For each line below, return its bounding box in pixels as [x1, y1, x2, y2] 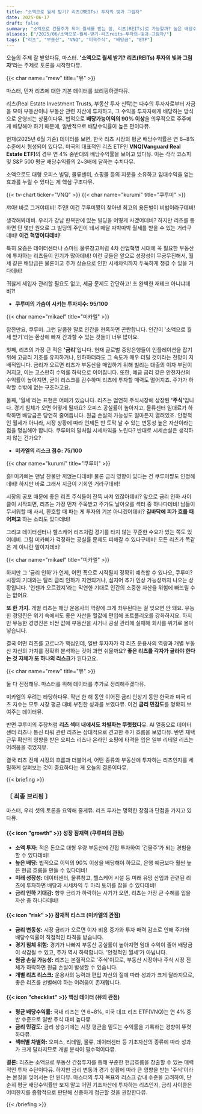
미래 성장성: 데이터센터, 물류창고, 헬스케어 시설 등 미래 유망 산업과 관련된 [14, 874, 185, 881]
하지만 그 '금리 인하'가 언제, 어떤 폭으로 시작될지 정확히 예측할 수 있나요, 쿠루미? [6, 569, 193, 576]
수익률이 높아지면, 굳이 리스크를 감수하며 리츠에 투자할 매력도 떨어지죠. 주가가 [6, 376, 188, 383]
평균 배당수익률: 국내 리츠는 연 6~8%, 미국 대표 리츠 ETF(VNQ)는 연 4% [14, 1008, 185, 1015]
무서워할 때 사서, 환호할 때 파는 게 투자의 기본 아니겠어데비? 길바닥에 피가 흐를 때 [6, 508, 194, 515]
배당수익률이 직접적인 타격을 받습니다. [14, 933, 104, 941]
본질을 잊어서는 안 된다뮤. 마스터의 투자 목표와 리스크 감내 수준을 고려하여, [12, 1073, 186, 1081]
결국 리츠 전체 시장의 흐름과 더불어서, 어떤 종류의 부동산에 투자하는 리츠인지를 [6, 756, 188, 764]
